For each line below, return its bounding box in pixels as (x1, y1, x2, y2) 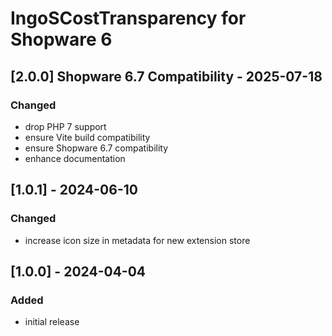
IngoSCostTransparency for (10, 7, 247, 30)
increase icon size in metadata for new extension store (24, 234, 251, 246)
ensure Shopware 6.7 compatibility (24, 142, 169, 154)
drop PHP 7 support (24, 120, 107, 132)
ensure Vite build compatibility (24, 131, 151, 143)
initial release (24, 316, 80, 328)
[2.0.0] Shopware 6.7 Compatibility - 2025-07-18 (10, 68, 323, 85)
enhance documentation (24, 152, 126, 164)
